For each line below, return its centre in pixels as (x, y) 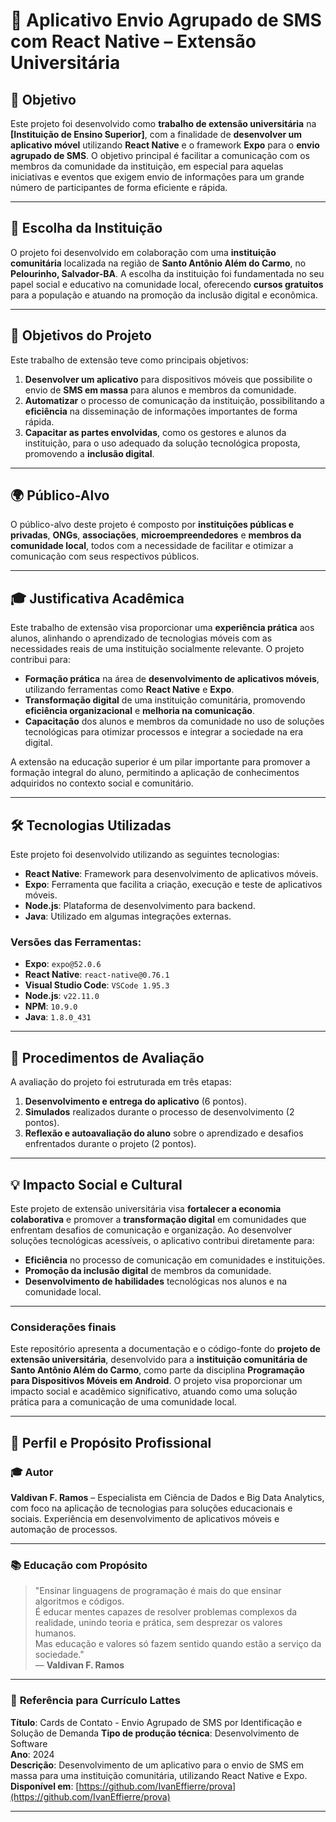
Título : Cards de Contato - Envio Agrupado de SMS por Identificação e (156, 1722)
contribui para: (40, 660)
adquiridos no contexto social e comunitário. (102, 783)
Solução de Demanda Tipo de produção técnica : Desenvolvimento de (155, 1733)
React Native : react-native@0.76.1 (97, 975)
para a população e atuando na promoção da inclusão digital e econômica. (164, 295)
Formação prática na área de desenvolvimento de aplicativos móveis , (172, 679)
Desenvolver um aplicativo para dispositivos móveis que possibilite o (168, 379)
